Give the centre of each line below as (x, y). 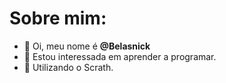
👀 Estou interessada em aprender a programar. (120, 56)
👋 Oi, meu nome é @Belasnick (87, 46)
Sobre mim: (58, 18)
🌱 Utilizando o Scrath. (68, 67)
